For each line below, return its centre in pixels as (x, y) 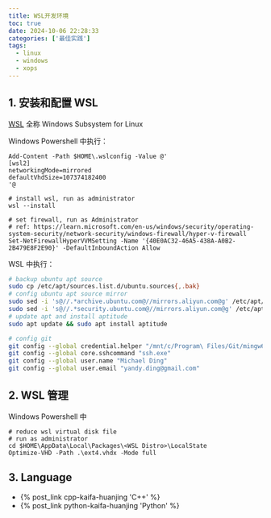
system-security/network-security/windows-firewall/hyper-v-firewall (128, 234)
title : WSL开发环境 (39, 16)
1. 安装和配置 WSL (53, 103)
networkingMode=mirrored (50, 170)
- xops (27, 68)
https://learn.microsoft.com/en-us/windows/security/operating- (144, 226)
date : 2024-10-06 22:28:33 (54, 31)
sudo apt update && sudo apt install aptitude (88, 324)
